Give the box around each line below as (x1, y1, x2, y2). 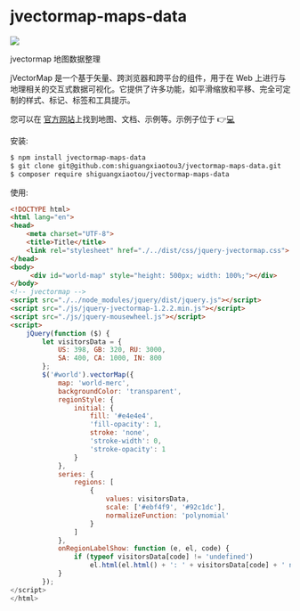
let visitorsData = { (42, 337, 123, 346)
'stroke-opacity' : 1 (89, 444, 166, 453)
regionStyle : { (57, 395, 115, 404)
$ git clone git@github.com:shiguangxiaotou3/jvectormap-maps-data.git (10, 161, 281, 170)
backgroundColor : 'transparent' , (57, 387, 182, 395)
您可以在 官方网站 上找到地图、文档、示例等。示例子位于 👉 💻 (10, 113, 235, 124)
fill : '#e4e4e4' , (89, 411, 154, 420)
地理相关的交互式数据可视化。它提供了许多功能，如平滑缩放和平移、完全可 (10, 83, 283, 94)
